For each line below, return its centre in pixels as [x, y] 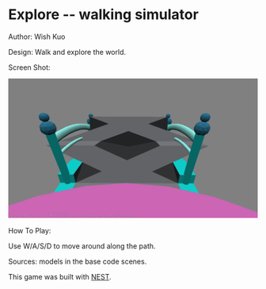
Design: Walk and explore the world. [67, 52]
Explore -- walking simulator [104, 15]
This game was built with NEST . [60, 276]
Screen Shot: [29, 67]
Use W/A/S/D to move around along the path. [82, 246]
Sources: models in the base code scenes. [78, 261]
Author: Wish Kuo [37, 37]
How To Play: [30, 230]
